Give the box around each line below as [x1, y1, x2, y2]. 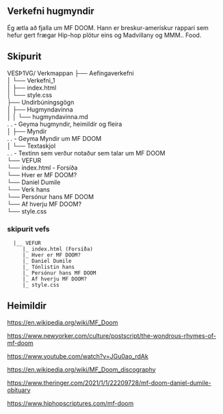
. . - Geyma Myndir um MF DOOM [7, 134, 102, 142]
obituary [7, 386, 31, 394]
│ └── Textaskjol [7, 142, 56, 150]
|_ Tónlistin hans [22, 263, 75, 270]
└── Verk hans [7, 185, 50, 194]
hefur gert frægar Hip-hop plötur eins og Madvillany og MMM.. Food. [7, 31, 202, 39]
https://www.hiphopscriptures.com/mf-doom [7, 399, 134, 407]
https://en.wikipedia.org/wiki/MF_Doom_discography [7, 365, 156, 374]
